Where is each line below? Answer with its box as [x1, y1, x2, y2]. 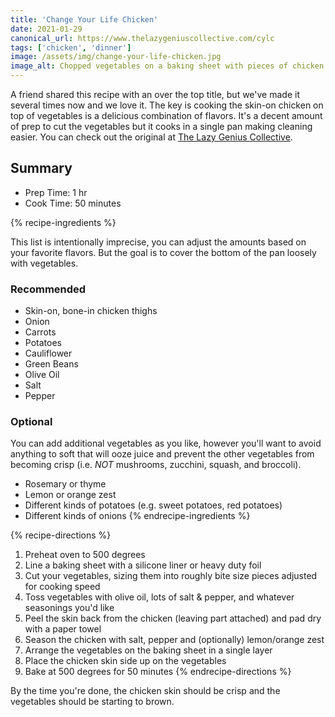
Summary [10, 160, 73, 177]
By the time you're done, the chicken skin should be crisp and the [10, 685, 281, 697]
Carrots [24, 326, 57, 338]
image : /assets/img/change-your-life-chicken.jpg [10, 52, 222, 62]
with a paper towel [24, 623, 102, 635]
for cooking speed [24, 581, 101, 593]
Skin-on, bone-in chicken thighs [24, 305, 158, 317]
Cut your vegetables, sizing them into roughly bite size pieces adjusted [24, 570, 318, 582]
